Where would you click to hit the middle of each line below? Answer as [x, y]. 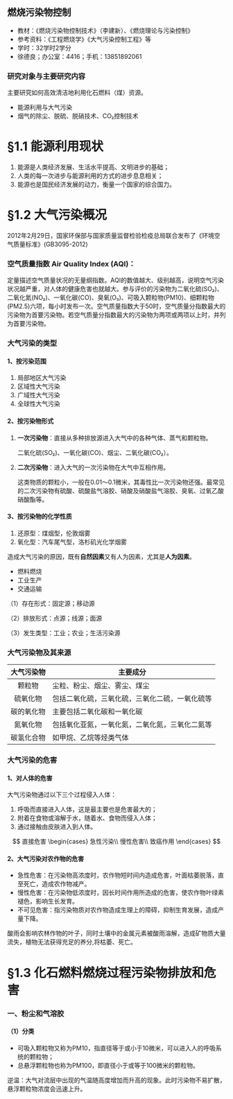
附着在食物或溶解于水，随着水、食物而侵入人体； [87, 818]
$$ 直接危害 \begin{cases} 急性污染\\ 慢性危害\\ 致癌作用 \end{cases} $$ [116, 842]
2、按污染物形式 [31, 421]
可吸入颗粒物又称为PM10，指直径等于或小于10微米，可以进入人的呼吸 [116, 1048]
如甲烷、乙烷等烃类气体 [91, 738]
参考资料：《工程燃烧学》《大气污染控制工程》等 [84, 39]
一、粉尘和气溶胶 [36, 1013]
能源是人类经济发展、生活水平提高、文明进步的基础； [93, 167]
